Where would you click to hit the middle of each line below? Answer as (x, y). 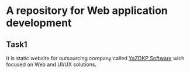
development (39, 23)
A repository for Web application (87, 11)
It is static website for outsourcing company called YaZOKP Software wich (95, 58)
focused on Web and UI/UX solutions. (51, 64)
